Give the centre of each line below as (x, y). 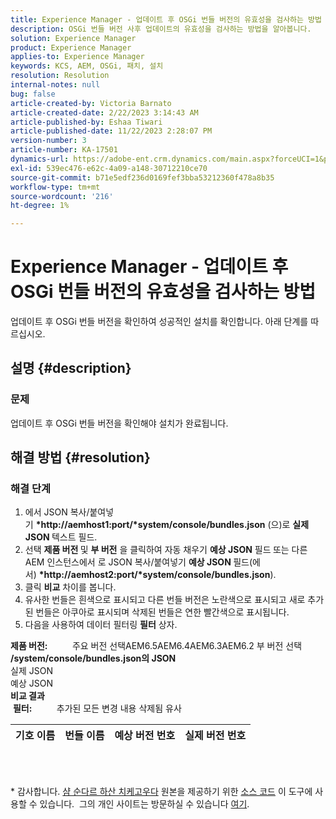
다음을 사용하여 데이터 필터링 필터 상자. (101, 625)
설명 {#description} (71, 368)
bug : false (33, 94)
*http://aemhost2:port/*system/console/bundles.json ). (157, 575)
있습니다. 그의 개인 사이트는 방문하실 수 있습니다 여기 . (144, 804)
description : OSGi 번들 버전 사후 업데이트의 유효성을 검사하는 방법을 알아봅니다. (161, 29)
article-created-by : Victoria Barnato (91, 103)
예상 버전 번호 (145, 736)
